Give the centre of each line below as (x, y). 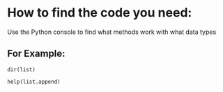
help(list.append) (34, 82)
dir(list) (22, 70)
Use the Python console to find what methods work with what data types (112, 32)
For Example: (36, 54)
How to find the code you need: (100, 13)
